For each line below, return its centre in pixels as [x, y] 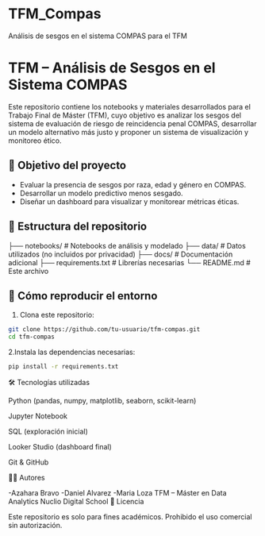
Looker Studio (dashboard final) [60, 446]
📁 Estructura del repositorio [78, 227]
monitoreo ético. [35, 141]
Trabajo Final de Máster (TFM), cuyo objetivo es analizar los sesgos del [125, 115]
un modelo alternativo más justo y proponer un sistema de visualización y [128, 132]
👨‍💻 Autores [27, 477]
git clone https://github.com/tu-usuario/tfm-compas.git [104, 330]
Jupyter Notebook [38, 416]
